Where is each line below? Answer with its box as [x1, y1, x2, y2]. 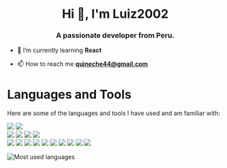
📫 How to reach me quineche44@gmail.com [16, 60, 148, 68]
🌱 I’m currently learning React [16, 46, 101, 54]
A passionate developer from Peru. [56, 31, 175, 40]
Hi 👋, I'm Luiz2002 [61, 6, 169, 22]
